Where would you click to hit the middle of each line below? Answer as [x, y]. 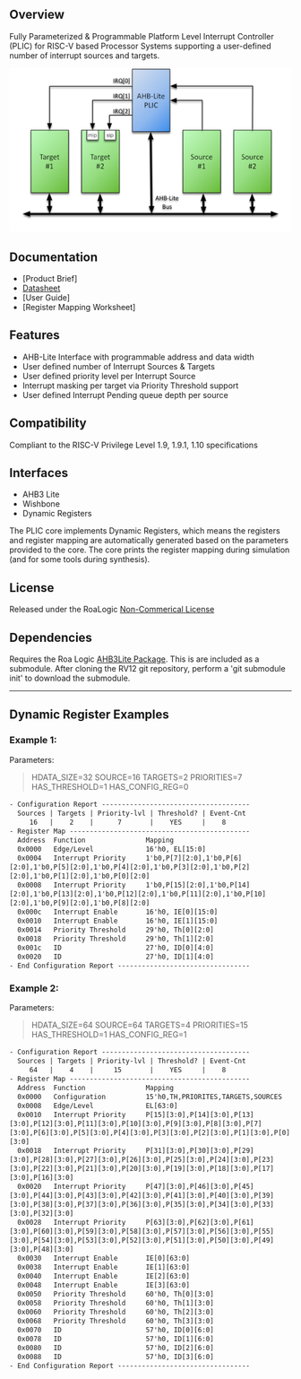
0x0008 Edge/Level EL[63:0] [98, 1106]
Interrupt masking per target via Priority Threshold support [130, 386]
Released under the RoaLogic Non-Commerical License [112, 610]
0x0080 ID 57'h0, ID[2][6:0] [116, 1348]
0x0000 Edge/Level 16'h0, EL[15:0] [112, 849]
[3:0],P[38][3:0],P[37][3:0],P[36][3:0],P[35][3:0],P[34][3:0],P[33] [142, 1204]
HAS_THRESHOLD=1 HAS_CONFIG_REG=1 [109, 1034]
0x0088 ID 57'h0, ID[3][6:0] [116, 1357]
